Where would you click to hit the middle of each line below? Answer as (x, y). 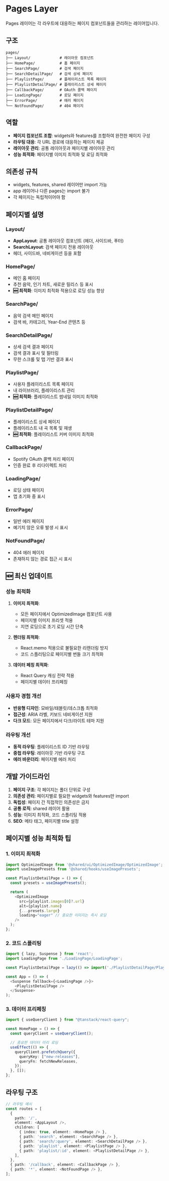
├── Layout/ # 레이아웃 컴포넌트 (50, 58)
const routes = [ (24, 1109)
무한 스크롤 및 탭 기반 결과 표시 (43, 359)
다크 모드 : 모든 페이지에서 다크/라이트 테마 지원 (58, 720)
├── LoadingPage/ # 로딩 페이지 (45, 95)
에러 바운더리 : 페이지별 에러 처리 (44, 759)
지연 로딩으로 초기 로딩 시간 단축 (52, 627)
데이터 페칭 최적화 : (31, 665)
